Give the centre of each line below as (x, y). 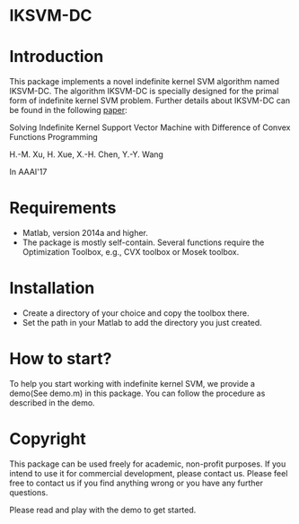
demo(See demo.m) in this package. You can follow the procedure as (137, 393)
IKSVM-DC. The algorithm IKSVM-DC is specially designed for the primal (144, 92)
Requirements (63, 208)
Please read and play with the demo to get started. (103, 510)
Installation (52, 288)
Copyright (48, 439)
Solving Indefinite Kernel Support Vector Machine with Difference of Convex (150, 127)
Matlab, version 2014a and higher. (85, 233)
